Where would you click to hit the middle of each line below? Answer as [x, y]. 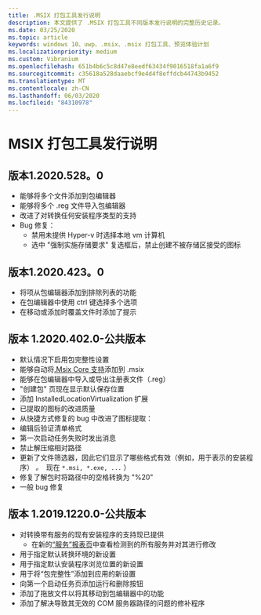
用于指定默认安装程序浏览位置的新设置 [81, 564]
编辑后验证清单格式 [51, 428]
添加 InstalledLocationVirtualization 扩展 [84, 398]
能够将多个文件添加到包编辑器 [67, 196]
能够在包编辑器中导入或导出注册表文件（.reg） [94, 379]
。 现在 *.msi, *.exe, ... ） [83, 467]
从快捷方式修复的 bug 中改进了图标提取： [86, 418]
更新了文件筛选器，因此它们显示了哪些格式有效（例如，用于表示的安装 [133, 457]
